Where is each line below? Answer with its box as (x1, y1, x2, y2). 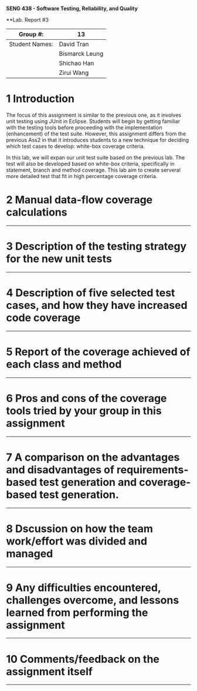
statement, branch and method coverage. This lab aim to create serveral (6, 166, 181, 173)
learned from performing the (6, 606, 148, 619)
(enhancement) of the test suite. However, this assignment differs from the (6, 130, 186, 137)
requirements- (116, 463, 189, 476)
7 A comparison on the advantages (6, 451, 180, 464)
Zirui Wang (59, 69, 89, 77)
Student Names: (9, 40, 54, 48)
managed (6, 547, 53, 560)
